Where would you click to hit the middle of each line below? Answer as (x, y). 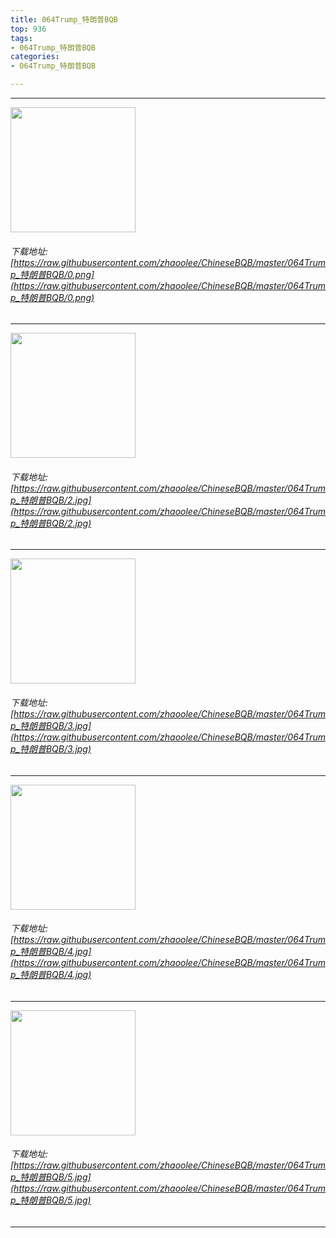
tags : (21, 38)
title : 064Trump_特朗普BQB (64, 19)
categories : (35, 57)
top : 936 (28, 29)
